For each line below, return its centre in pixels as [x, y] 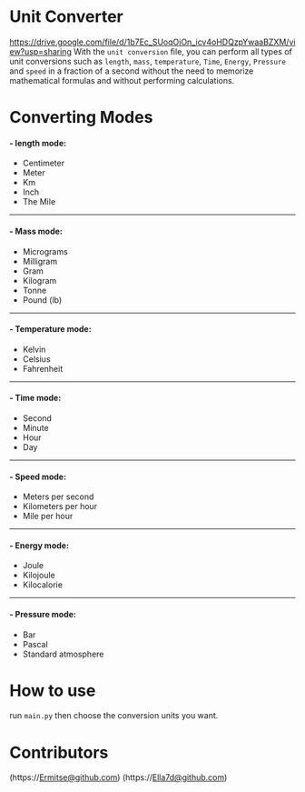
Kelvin [34, 349]
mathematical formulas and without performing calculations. [122, 80]
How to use [53, 691]
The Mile [39, 202]
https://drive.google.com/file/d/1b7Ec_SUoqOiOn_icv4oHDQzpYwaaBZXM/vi [152, 42]
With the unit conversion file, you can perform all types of [183, 51]
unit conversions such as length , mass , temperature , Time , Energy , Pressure [148, 61]
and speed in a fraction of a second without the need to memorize [132, 71]
